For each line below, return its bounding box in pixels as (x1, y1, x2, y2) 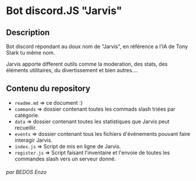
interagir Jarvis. (14, 136, 53, 144)
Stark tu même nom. (6, 49, 56, 56)
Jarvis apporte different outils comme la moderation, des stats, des (6, 60, 168, 67)
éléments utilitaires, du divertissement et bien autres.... (6, 67, 139, 74)
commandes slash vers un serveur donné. (14, 155, 116, 162)
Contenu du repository (6, 84, 91, 94)
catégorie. (14, 111, 40, 118)
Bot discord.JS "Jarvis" (6, 4, 122, 18)
